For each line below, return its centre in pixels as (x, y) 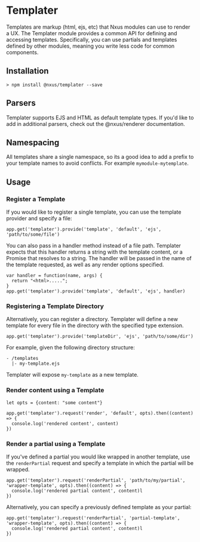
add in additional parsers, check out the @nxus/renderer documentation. (96, 124)
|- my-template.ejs (36, 364)
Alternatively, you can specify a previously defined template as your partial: (99, 507)
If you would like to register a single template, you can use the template (94, 212)
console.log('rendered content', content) (65, 424)
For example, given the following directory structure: (71, 347)
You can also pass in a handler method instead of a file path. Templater (93, 246)
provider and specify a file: (39, 218)
